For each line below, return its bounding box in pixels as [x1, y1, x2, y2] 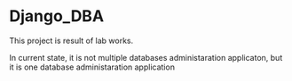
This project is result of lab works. [9, 35, 134, 46]
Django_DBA [9, 6, 105, 26]
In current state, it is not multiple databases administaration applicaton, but [9, 52, 283, 63]
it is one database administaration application [9, 62, 176, 72]
